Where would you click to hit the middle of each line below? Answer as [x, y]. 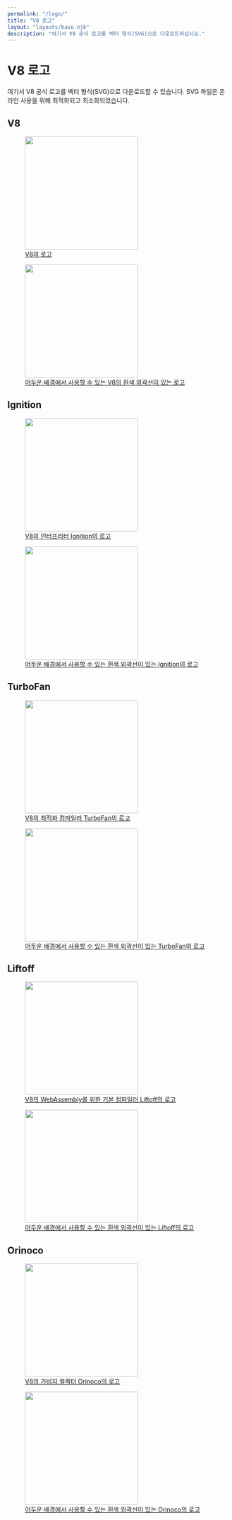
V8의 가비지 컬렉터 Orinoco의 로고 [73, 1381]
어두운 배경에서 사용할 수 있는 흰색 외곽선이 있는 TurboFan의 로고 [115, 946]
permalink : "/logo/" [38, 14]
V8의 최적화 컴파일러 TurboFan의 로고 [78, 818]
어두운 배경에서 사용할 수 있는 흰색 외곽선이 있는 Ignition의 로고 [112, 664]
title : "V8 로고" [31, 21]
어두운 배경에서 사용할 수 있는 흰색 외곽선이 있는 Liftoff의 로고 [110, 1228]
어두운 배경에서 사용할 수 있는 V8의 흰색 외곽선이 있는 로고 [105, 382]
